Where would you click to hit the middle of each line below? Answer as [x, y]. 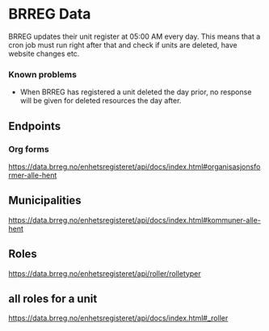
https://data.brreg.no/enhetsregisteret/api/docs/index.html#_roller [118, 318]
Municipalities [45, 201]
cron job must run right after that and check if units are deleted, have [123, 44]
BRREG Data [50, 14]
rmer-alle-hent [33, 175]
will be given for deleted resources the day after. [101, 101]
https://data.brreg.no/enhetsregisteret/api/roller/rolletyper [105, 273]
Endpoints [35, 126]
